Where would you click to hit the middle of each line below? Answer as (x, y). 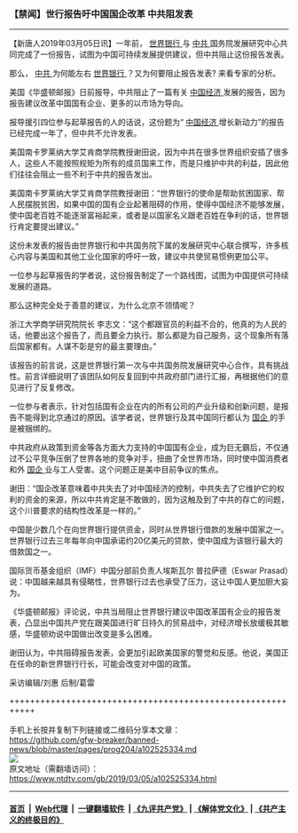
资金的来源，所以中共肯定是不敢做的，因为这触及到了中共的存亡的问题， (157, 500)
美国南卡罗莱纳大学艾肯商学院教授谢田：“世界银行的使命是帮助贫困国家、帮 (147, 194)
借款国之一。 (32, 551)
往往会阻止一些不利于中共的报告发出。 (86, 174)
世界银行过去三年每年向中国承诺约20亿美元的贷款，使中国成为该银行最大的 (146, 541)
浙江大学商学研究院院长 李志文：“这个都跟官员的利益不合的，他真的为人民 (144, 324)
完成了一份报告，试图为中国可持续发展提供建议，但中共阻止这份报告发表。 (153, 54)
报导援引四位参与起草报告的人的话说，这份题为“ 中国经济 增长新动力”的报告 (147, 123)
